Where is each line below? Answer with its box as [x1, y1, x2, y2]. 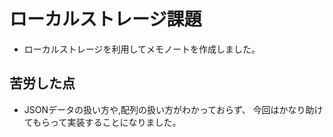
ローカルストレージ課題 [9, 8, 202, 31]
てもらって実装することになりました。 [23, 116, 182, 128]
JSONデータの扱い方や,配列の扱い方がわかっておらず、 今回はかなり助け [23, 103, 324, 115]
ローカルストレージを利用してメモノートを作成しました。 [23, 43, 261, 55]
